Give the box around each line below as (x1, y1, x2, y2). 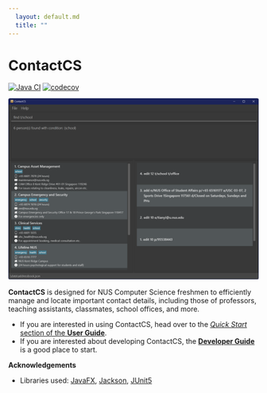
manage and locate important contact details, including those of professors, (8, 295, 257, 305)
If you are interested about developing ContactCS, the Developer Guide (19, 336, 255, 345)
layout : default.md (15, 13, 80, 21)
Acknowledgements (8, 360, 77, 369)
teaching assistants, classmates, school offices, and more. (8, 304, 200, 314)
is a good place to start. (19, 345, 98, 354)
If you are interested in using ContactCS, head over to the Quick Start (19, 319, 248, 329)
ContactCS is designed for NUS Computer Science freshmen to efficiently (8, 287, 252, 297)
